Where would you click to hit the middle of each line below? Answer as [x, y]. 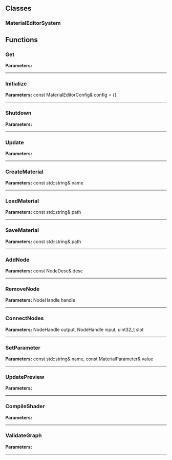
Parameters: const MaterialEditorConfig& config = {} [61, 95]
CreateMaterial [24, 172]
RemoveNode [23, 289]
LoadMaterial [22, 201]
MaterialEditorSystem [33, 23]
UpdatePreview [25, 377]
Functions [22, 40]
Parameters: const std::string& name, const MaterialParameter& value [79, 359]
